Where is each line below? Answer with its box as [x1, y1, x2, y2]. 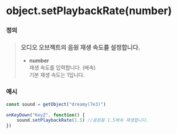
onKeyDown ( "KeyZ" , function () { [6, 112, 85, 118]
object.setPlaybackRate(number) [6, 4, 172, 18]
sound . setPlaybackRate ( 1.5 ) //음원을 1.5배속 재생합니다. [16, 118, 149, 123]
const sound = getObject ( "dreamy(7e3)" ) [6, 101, 107, 107]
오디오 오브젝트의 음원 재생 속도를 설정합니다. [20, 43, 141, 52]
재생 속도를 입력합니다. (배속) [29, 64, 96, 71]
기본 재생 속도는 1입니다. [29, 72, 85, 79]
